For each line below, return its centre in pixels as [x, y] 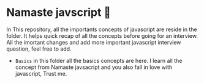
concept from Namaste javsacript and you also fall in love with [94, 67]
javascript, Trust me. [41, 73]
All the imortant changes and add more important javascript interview [94, 42]
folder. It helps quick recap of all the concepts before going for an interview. [102, 35]
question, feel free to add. [39, 49]
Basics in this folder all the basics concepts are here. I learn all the [99, 60]
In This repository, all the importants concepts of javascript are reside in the [102, 29]
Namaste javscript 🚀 [59, 13]
